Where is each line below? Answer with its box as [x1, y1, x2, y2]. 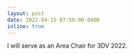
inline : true [7, 23, 45, 30]
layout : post [7, 10, 45, 17]
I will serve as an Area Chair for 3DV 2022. [7, 42, 128, 50]
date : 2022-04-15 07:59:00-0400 [7, 16, 100, 23]
